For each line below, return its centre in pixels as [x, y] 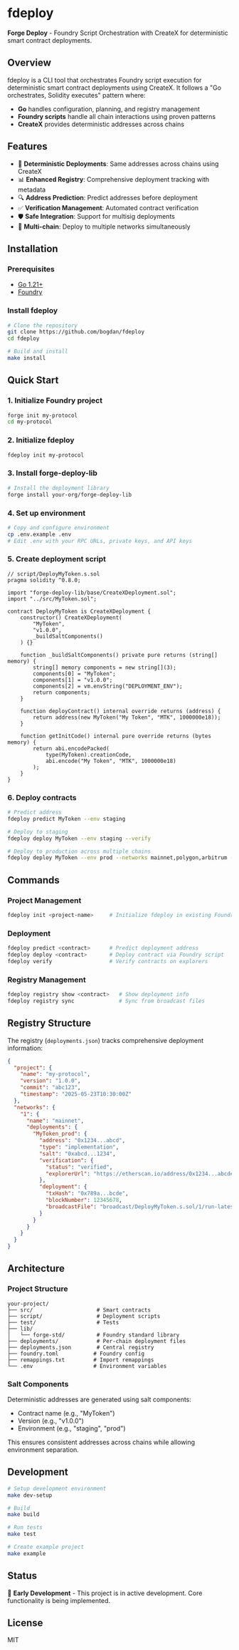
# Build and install [38, 352]
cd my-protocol [30, 422]
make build [23, 1515]
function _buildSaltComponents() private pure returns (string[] [119, 655]
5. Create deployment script [57, 559]
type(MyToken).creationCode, [89, 754]
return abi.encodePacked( [71, 748]
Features [27, 146]
